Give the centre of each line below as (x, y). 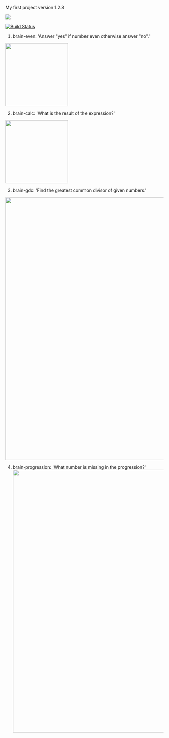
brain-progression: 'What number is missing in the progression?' (79, 467)
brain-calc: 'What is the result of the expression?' (64, 113)
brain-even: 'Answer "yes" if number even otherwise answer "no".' (81, 36)
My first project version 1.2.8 (35, 7)
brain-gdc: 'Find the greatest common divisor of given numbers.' (79, 190)
